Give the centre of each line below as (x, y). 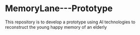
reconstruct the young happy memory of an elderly (56, 27)
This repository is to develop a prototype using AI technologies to (70, 22)
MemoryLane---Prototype (59, 9)
